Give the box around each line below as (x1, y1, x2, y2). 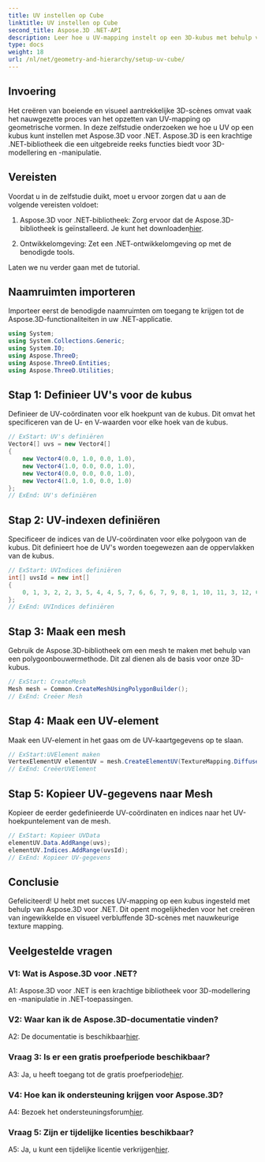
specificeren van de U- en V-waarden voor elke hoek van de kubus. (8, 417, 229, 427)
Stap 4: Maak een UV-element (8, 715, 159, 728)
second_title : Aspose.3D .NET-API (8, 26, 122, 34)
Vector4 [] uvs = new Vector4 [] (8, 440, 111, 448)
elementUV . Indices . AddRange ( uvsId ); (8, 846, 129, 854)
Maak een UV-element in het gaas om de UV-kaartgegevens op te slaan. (8, 735, 244, 745)
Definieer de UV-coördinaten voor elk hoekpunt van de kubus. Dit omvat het (8, 409, 256, 419)
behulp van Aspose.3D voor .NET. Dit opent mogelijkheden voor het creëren (8, 905, 256, 914)
